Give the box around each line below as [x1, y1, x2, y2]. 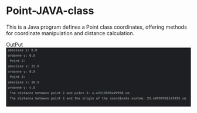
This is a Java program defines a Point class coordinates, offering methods [6, 23, 188, 30]
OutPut [6, 41, 23, 48]
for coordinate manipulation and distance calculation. [6, 29, 135, 36]
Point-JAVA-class [6, 4, 94, 18]
